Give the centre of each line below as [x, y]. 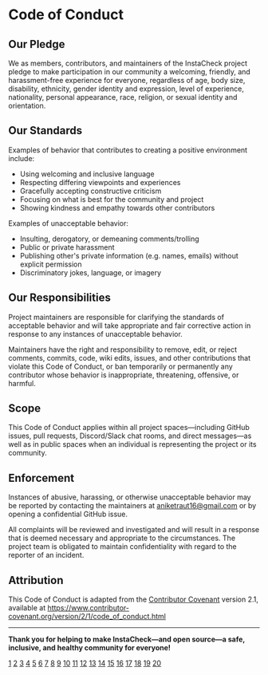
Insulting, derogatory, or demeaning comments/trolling [109, 239]
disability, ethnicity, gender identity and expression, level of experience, [126, 89]
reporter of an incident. [46, 555]
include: [22, 158]
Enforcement [41, 478]
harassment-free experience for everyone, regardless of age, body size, [127, 80]
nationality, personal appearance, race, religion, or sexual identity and [123, 97]
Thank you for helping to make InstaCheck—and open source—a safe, [127, 639]
